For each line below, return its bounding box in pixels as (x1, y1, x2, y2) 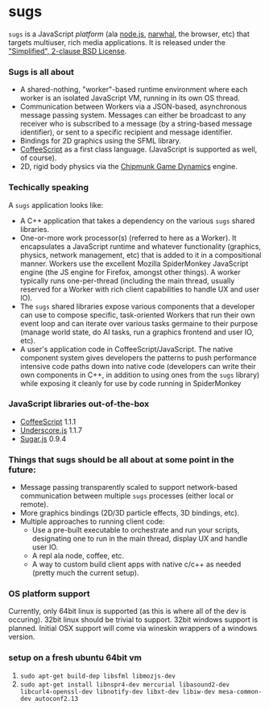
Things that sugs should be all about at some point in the (8, 454, 235, 465)
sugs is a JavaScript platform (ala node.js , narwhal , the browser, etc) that (8, 29, 250, 39)
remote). (19, 500, 49, 509)
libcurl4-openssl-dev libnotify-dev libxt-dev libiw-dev (19, 687, 216, 695)
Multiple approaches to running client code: (19, 516, 165, 526)
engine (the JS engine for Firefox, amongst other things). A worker (19, 267, 241, 276)
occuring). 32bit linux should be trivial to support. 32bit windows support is (8, 615, 259, 624)
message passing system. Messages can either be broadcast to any (19, 110, 246, 120)
